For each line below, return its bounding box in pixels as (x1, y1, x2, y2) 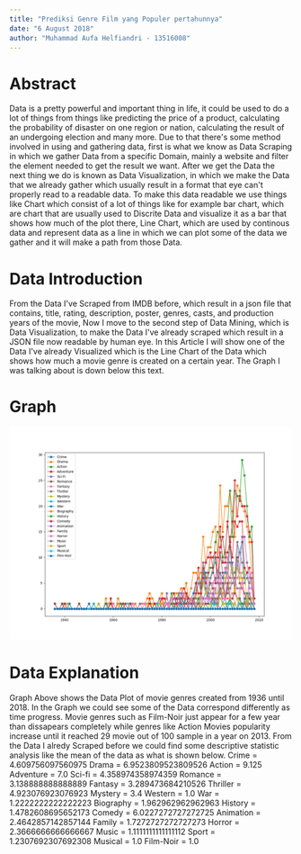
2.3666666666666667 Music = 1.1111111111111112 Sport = (9, 826, 216, 837)
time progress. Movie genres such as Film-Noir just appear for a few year (9, 712, 281, 723)
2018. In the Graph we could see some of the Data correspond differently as (9, 702, 290, 713)
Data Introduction (9, 268, 144, 289)
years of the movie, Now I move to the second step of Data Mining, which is (9, 318, 289, 328)
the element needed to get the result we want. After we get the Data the (9, 160, 276, 171)
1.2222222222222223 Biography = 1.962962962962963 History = (9, 797, 256, 809)
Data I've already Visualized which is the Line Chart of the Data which (9, 346, 267, 357)
